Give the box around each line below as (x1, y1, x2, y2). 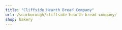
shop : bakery (5, 17, 33, 22)
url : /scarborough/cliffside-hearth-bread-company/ (5, 12, 117, 17)
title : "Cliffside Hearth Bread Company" (5, 7, 95, 13)
